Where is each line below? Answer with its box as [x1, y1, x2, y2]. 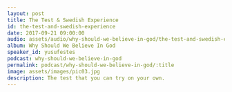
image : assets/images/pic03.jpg [7, 68, 100, 75]
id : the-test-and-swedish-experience [7, 23, 116, 30]
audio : [7, 36, 26, 43]
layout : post [7, 10, 45, 17]
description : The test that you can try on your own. [7, 74, 166, 82]
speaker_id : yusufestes [7, 49, 76, 56]
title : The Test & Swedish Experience [7, 17, 119, 24]
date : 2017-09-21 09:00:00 [7, 29, 85, 37]
